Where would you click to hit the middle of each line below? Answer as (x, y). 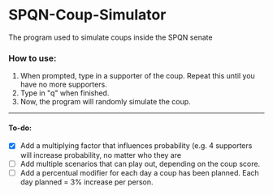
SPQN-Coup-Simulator (87, 15)
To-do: (20, 128)
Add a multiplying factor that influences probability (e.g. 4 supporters (136, 146)
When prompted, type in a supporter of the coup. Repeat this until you (138, 76)
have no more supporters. (63, 85)
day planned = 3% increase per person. (87, 182)
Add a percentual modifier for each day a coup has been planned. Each (140, 172)
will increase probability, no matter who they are (100, 155)
